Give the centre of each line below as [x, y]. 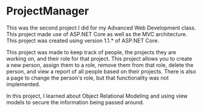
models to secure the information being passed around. [75, 102]
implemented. [23, 84]
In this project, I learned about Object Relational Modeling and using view [97, 96]
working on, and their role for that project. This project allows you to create [99, 58]
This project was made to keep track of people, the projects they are [91, 52]
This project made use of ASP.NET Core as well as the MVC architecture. [97, 34]
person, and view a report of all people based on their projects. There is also [101, 71]
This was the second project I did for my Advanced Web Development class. [101, 28]
